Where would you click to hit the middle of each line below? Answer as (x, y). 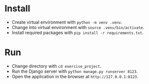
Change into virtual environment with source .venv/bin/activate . (78, 27)
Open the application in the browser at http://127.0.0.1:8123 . (75, 76)
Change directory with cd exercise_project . (57, 66)
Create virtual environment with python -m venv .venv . (67, 22)
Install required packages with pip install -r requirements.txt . (77, 32)
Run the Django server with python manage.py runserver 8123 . (75, 71)
